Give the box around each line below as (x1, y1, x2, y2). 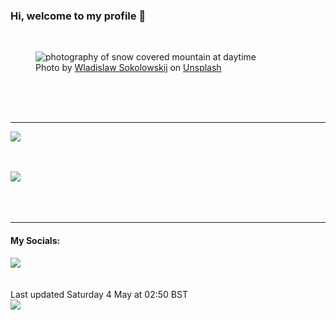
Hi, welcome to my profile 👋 (10, 9, 147, 23)
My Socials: (10, 234, 61, 246)
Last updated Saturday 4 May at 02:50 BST (10, 288, 188, 300)
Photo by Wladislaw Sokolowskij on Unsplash (35, 62, 222, 74)
